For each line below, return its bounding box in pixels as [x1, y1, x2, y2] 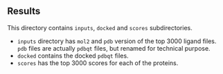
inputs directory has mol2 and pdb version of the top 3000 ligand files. [17, 37, 217, 45]
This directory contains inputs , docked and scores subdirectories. [7, 23, 193, 32]
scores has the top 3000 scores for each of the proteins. [17, 58, 179, 67]
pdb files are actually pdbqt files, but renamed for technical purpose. [17, 44, 211, 52]
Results [7, 5, 41, 17]
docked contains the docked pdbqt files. [17, 51, 130, 60]
